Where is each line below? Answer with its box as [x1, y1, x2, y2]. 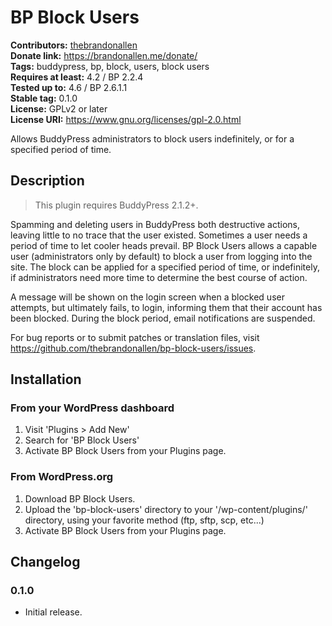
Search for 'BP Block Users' [24, 434, 140, 446]
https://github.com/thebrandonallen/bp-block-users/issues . [10, 342, 257, 354]
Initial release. [24, 606, 83, 618]
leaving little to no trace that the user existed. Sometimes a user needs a [10, 229, 308, 241]
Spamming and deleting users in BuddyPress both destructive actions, [10, 218, 301, 230]
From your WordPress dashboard [10, 401, 175, 415]
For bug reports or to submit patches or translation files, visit [10, 331, 260, 343]
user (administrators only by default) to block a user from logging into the [10, 250, 313, 262]
